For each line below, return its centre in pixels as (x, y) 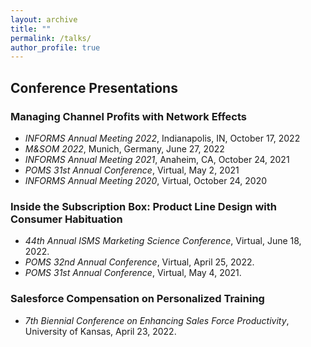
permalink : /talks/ (51, 38)
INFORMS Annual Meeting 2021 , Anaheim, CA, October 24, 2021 (157, 159)
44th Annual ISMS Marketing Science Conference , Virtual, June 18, (163, 241)
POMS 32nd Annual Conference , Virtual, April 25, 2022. (139, 262)
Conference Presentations (94, 87)
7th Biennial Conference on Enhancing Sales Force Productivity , (157, 320)
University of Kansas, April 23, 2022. (100, 331)
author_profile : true (55, 47)
